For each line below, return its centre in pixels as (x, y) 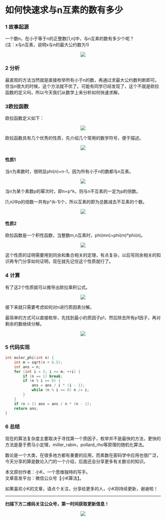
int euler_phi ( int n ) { (30, 358)
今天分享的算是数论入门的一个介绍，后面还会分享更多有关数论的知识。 (77, 461)
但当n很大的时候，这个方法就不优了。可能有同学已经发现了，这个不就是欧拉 (82, 86)
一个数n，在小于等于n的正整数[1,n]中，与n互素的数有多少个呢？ (70, 39)
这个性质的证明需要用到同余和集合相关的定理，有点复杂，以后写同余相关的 (81, 255)
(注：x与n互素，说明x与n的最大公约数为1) (47, 45)
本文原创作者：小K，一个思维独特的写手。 (48, 472)
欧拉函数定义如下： (25, 118)
